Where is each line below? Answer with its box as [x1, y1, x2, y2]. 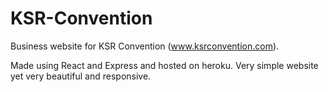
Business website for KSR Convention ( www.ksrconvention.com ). [10, 40, 280, 52]
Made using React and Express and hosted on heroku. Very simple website [10, 59, 319, 71]
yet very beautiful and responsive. [10, 70, 152, 82]
